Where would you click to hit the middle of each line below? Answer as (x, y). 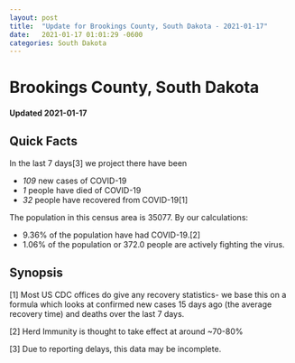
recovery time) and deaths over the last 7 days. (97, 313)
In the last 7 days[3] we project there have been (98, 163)
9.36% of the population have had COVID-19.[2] (111, 235)
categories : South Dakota (58, 43)
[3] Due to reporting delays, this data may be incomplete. (115, 349)
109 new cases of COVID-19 (74, 181)
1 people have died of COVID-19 (82, 190)
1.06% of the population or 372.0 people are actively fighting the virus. (154, 244)
